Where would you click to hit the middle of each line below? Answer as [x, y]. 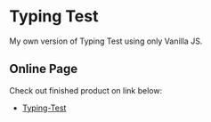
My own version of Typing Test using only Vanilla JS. [106, 41]
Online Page [44, 69]
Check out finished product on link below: [86, 90]
